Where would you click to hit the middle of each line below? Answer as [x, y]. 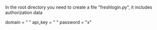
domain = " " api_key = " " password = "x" [49, 22]
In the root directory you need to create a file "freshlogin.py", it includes [79, 7]
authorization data [24, 12]
